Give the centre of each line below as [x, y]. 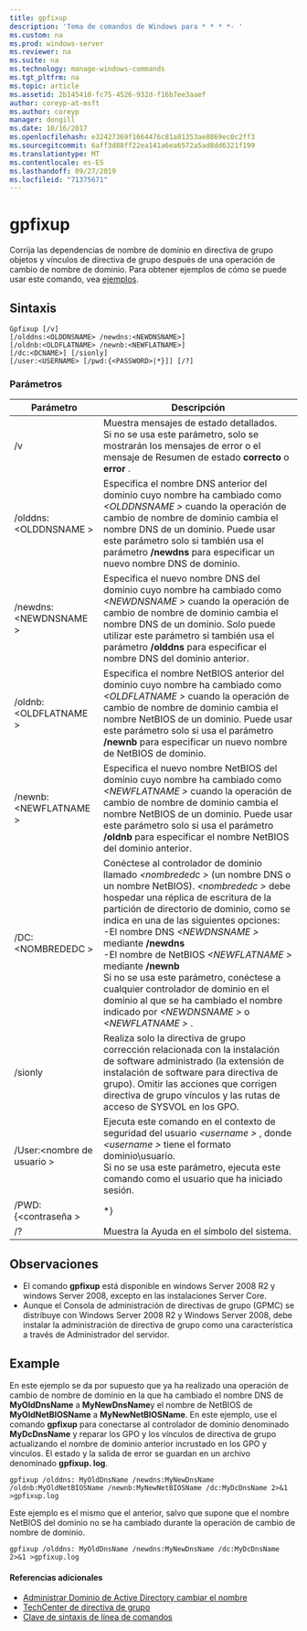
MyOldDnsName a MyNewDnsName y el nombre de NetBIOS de [131, 1404]
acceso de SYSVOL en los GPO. [172, 1107]
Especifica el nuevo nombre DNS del [182, 579]
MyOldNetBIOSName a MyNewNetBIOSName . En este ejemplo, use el [143, 1414]
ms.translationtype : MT [55, 154]
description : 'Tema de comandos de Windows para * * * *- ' [127, 27]
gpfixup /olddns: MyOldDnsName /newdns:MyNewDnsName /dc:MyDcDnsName [145, 1549]
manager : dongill [42, 120]
